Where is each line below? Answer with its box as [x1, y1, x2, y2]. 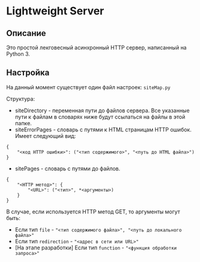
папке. [14, 119, 32, 127]
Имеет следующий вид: [14, 132, 76, 139]
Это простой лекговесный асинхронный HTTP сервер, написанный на [6, 44, 187, 51]
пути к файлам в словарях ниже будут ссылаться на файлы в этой [14, 113, 186, 121]
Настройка [6, 68, 50, 78]
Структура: [6, 95, 35, 103]
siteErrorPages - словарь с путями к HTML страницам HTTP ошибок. [14, 126, 192, 133]
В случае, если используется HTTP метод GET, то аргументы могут [6, 208, 180, 215]
